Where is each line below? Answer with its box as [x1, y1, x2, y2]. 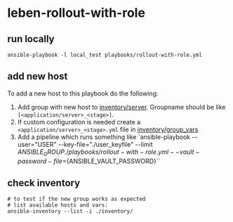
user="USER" [17, 140, 58, 148]
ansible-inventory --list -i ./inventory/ [7, 208, 133, 215]
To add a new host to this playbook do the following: [7, 89, 159, 98]
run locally [7, 33, 55, 45]
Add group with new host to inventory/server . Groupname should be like [17, 103, 226, 111]
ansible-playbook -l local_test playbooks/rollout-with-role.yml [7, 51, 202, 58]
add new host [7, 70, 68, 82]
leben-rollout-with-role [7, 5, 146, 21]
